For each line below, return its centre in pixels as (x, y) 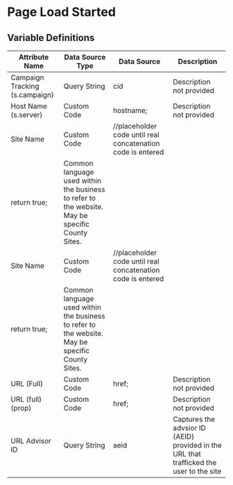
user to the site (197, 471)
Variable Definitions (51, 38)
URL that (187, 454)
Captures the (194, 419)
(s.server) (27, 115)
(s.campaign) (32, 95)
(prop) (21, 408)
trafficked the (195, 462)
